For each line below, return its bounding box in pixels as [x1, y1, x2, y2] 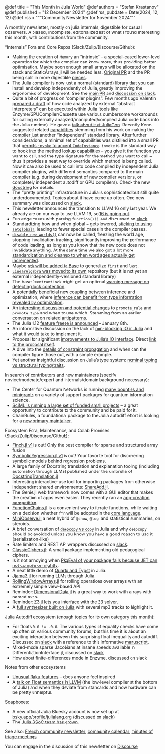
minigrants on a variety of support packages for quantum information [12, 392, 153, 398]
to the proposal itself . [12, 342, 56, 347]
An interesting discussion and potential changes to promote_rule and [12, 305, 152, 311]
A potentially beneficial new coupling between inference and [12, 289, 135, 295]
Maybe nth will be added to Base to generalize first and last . [12, 263, 139, 269]
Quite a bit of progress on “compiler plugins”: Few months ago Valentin [12, 95, 156, 101]
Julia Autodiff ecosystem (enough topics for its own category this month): [5, 614, 155, 620]
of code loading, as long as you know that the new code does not [12, 242, 145, 248]
